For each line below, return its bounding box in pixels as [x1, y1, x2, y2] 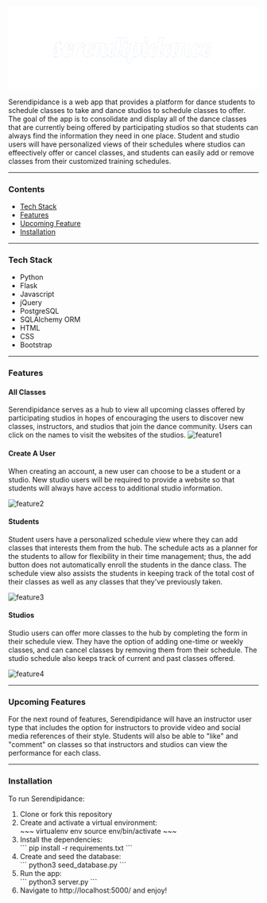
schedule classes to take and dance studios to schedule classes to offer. [8, 105, 246, 115]
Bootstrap [19, 340, 52, 350]
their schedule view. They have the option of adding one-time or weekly [8, 637, 244, 647]
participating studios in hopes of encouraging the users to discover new [8, 413, 244, 423]
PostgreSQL [19, 307, 60, 316]
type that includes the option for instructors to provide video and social [8, 723, 241, 733]
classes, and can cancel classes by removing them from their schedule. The [8, 645, 257, 655]
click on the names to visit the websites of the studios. [8, 430, 187, 440]
